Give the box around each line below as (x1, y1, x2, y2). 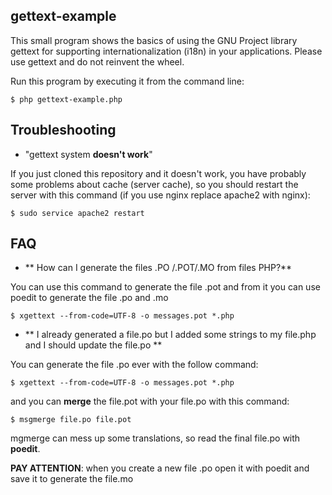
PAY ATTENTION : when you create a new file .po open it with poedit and (10, 462, 310, 474)
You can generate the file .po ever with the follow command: (10, 359, 259, 371)
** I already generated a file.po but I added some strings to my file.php (24, 329, 317, 341)
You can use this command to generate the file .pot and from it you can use (10, 281, 321, 293)
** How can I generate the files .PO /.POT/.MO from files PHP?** (24, 262, 293, 274)
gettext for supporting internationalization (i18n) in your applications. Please (10, 45, 323, 57)
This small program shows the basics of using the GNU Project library (10, 34, 298, 46)
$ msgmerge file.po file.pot (10, 415, 132, 425)
